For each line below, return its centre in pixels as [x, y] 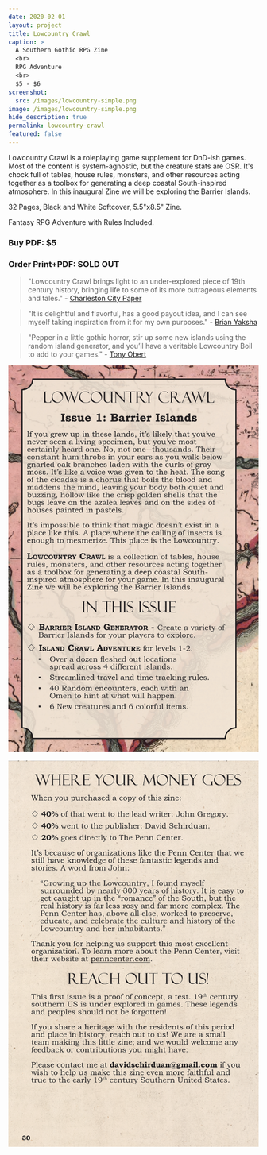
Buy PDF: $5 [33, 242]
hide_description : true [48, 118]
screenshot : [28, 92]
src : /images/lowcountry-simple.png [76, 100]
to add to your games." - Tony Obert [87, 354]
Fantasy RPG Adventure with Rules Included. [81, 222]
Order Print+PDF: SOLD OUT [64, 264]
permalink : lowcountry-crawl [56, 126]
